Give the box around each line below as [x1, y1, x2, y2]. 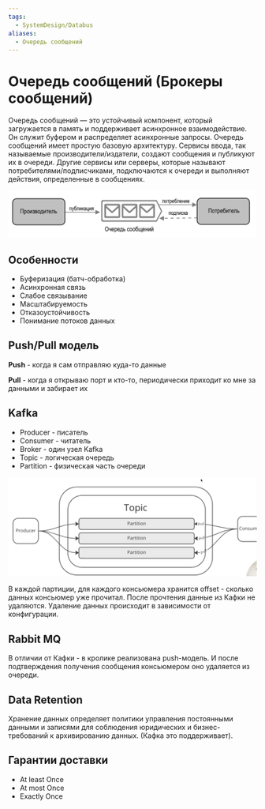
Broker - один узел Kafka [19, 444, 103, 453]
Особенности [8, 253, 79, 266]
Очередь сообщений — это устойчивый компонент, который [8, 115, 213, 126]
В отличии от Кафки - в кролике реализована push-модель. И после [8, 653, 239, 663]
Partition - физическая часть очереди [19, 461, 146, 470]
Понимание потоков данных [19, 316, 116, 325]
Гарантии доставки [8, 754, 109, 767]
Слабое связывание [19, 291, 88, 300]
